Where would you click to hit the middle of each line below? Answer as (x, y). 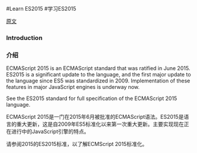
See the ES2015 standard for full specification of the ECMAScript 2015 (92, 98)
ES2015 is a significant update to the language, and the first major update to (98, 75)
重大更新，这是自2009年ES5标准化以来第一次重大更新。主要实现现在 (100, 124)
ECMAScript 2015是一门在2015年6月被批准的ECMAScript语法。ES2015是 (95, 117)
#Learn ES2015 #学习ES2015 (41, 9)
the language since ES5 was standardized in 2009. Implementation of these (98, 81)
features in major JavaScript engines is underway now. (73, 87)
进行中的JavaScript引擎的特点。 (50, 132)
